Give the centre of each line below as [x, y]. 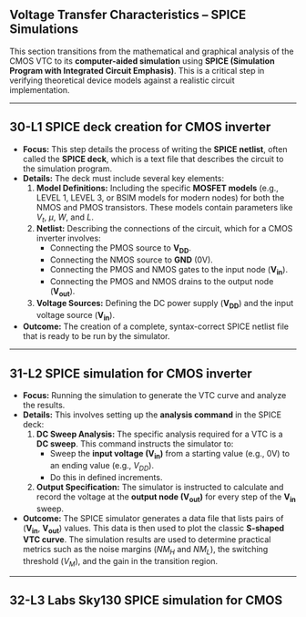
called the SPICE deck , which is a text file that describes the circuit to [153, 159]
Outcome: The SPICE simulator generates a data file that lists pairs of [153, 518]
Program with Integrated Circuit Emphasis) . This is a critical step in [137, 70]
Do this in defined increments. [106, 477]
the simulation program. [67, 169]
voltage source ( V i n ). [76, 316]
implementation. [40, 89]
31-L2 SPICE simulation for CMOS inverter [131, 373]
